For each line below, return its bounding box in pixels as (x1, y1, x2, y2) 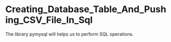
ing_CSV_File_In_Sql (5, 14, 93, 26)
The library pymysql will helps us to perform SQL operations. (5, 31, 134, 37)
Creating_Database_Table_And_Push (5, 4, 166, 15)
